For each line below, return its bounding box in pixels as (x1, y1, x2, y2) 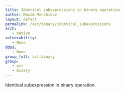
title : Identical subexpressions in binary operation (5, 7, 120, 13)
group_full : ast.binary (5, 54, 55, 59)
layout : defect (5, 17, 37, 22)
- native (12, 31, 30, 36)
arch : (5, 26, 17, 31)
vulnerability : (5, 36, 37, 41)
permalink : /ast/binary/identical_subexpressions (5, 21, 111, 27)
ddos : (5, 45, 17, 50)
